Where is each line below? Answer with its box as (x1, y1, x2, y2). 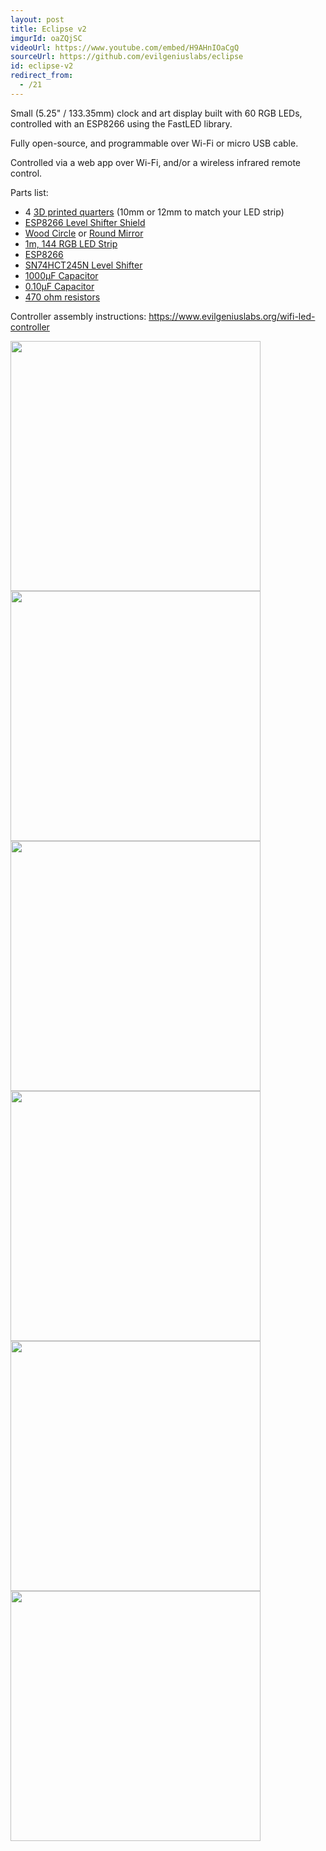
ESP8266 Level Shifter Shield (24, 216, 146, 228)
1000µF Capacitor (24, 269, 99, 281)
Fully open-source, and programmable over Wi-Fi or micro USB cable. (10, 137, 299, 149)
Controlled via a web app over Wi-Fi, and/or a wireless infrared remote (10, 156, 301, 168)
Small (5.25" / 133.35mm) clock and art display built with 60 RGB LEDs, (10, 107, 303, 119)
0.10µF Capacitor (24, 280, 95, 292)
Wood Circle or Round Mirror (24, 227, 144, 239)
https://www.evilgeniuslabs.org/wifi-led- (148, 310, 316, 322)
